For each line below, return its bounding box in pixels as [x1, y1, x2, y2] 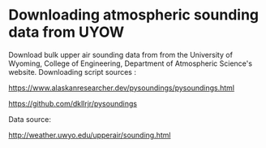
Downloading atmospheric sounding [8, 6, 260, 24]
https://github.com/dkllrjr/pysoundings [8, 98, 138, 108]
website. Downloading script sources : [8, 67, 136, 76]
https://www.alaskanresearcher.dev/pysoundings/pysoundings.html [8, 83, 235, 93]
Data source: [8, 114, 51, 124]
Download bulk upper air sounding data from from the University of [8, 50, 234, 59]
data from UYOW [8, 23, 125, 41]
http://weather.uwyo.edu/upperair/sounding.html [8, 130, 171, 140]
